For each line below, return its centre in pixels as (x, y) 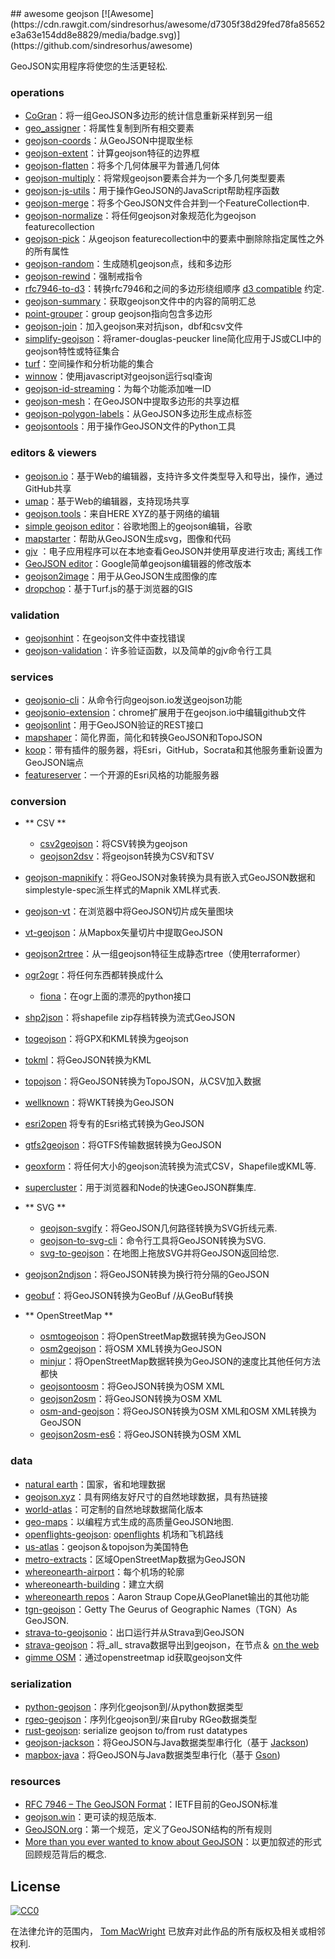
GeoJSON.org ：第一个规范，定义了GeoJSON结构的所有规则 (148, 1829)
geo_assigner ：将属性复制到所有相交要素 (109, 128)
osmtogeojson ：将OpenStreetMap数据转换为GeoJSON (153, 1336)
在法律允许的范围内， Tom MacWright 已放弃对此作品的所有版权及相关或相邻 (168, 1931)
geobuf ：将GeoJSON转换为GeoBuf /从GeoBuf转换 (129, 1296)
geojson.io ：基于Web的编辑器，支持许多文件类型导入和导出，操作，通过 (174, 476)
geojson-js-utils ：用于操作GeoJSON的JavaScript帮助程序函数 (152, 191)
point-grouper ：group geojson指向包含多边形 (118, 314)
